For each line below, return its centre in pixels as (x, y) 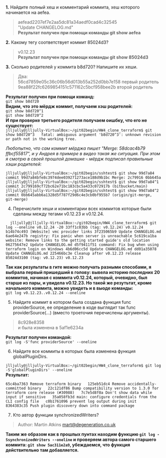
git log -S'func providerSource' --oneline (51, 342)
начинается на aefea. (28, 12)
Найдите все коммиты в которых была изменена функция (74, 351)
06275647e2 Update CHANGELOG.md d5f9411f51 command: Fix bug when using (82, 245)
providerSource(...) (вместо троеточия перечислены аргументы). (81, 313)
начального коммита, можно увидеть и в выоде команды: (69, 288)
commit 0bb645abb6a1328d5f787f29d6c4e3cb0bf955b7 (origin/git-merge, (79, 195)
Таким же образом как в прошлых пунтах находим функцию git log (80, 434)
